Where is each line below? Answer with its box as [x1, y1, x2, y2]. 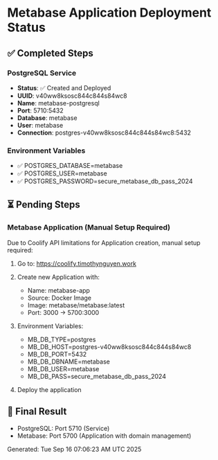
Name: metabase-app [27, 286, 90, 294]
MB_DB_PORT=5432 [27, 350, 87, 358]
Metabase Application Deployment [7, 5, 212, 21]
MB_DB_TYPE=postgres [27, 335, 96, 343]
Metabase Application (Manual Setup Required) [7, 223, 171, 232]
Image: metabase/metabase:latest [27, 300, 125, 309]
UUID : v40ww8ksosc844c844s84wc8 [17, 92, 127, 100]
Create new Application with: [17, 273, 100, 281]
